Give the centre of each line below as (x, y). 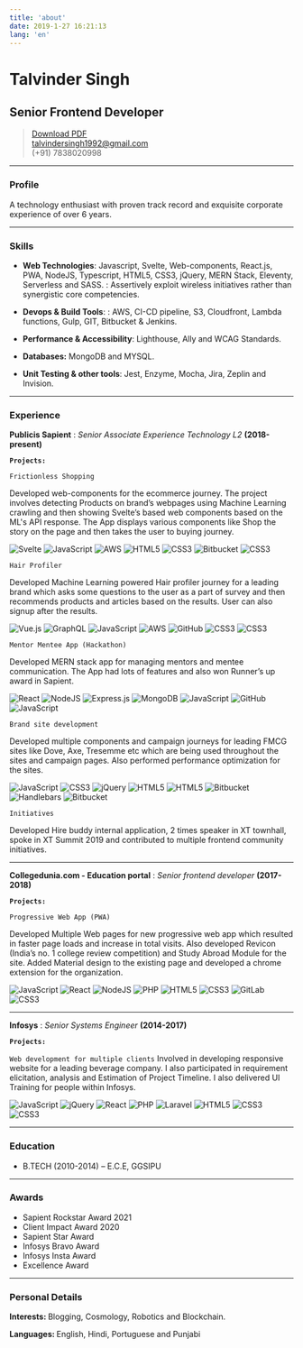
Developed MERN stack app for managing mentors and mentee (127, 662)
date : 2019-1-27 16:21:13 (58, 26)
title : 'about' (38, 18)
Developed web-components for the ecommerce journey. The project (138, 493)
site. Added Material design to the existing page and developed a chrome (146, 963)
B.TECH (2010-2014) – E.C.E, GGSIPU (92, 1166)
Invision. (38, 383)
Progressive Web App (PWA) (60, 917)
